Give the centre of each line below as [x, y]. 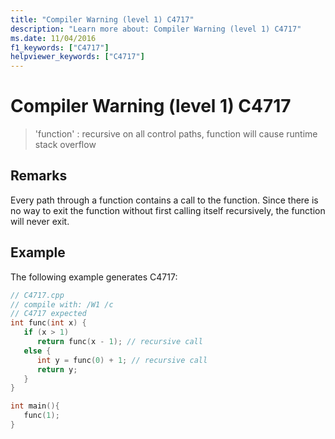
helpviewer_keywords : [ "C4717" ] [77, 57]
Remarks [39, 176]
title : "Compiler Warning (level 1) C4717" [102, 19]
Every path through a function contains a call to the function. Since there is [164, 200]
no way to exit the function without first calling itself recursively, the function [168, 210]
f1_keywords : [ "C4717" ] [60, 47]
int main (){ [35, 406]
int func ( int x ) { [48, 323]
